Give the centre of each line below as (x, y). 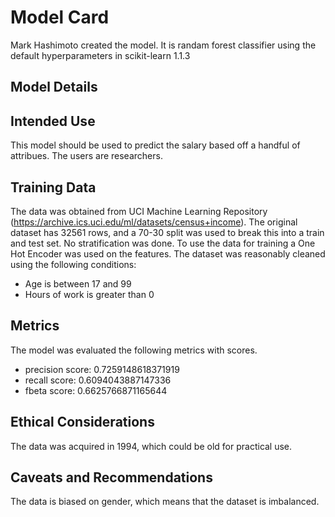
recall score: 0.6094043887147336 (98, 380)
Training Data (53, 187)
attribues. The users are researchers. (86, 156)
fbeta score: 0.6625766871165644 (96, 390)
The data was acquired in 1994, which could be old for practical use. (151, 446)
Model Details (54, 87)
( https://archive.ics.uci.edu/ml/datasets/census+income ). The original (154, 222)
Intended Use (53, 121)
